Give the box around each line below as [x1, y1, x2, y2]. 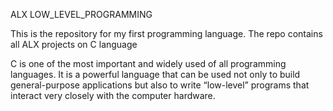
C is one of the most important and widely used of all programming [10, 58, 287, 69]
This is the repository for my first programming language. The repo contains [10, 28, 323, 39]
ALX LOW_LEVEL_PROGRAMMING [10, 9, 153, 20]
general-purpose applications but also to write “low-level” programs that [10, 79, 310, 91]
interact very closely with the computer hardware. [10, 90, 216, 101]
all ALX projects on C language [10, 39, 138, 50]
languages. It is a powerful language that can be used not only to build [10, 69, 301, 80]
